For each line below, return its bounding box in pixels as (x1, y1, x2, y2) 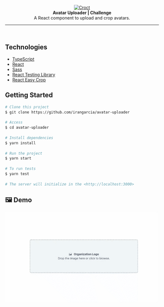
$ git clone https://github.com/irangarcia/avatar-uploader (5, 110, 130, 115)
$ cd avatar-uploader (5, 125, 49, 130)
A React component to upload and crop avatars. (34, 15, 130, 20)
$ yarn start (5, 156, 32, 161)
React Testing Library (12, 71, 55, 78)
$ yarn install (5, 141, 36, 145)
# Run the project (5, 151, 42, 156)
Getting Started (5, 91, 53, 100)
